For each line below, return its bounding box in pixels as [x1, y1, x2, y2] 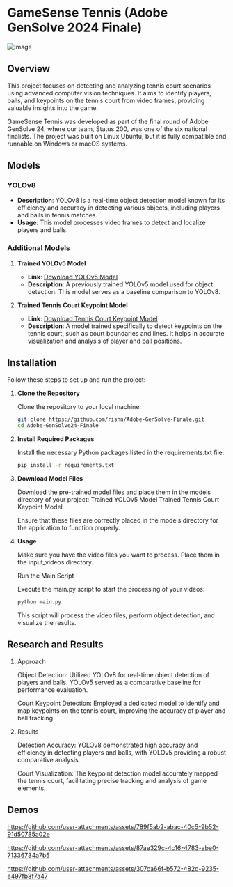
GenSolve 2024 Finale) [7, 20, 143, 36]
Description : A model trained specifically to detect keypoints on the [27, 322, 223, 330]
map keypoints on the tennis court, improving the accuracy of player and [17, 706, 226, 715]
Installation [7, 357, 57, 369]
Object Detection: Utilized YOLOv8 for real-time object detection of [17, 670, 210, 679]
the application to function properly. [17, 524, 120, 532]
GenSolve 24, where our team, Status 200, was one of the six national [7, 124, 207, 133]
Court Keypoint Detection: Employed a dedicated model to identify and [17, 699, 220, 707]
